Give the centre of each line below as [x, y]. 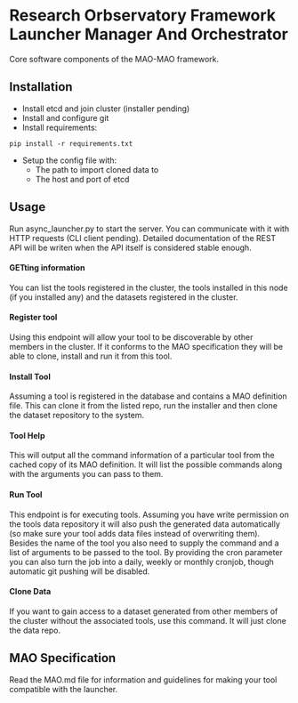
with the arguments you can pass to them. [86, 474]
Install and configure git [65, 117]
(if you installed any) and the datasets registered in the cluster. [124, 297]
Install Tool [30, 376]
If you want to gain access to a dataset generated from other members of [144, 611]
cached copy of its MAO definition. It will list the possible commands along [146, 465]
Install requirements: [60, 127]
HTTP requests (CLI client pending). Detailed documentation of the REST [143, 238]
